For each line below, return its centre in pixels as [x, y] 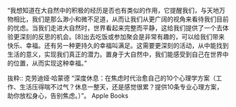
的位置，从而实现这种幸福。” [47, 63]
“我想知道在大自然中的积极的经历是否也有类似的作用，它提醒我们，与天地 [113, 10]
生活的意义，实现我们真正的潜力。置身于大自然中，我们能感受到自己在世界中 [118, 54]
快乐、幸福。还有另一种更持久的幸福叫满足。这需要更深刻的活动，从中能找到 [118, 45]
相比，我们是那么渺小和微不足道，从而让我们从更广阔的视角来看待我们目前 [121, 19]
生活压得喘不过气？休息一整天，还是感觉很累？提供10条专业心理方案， [121, 87]
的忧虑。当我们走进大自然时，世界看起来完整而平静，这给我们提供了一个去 [115, 28]
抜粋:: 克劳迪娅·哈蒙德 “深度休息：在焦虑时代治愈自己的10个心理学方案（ [112, 78]
